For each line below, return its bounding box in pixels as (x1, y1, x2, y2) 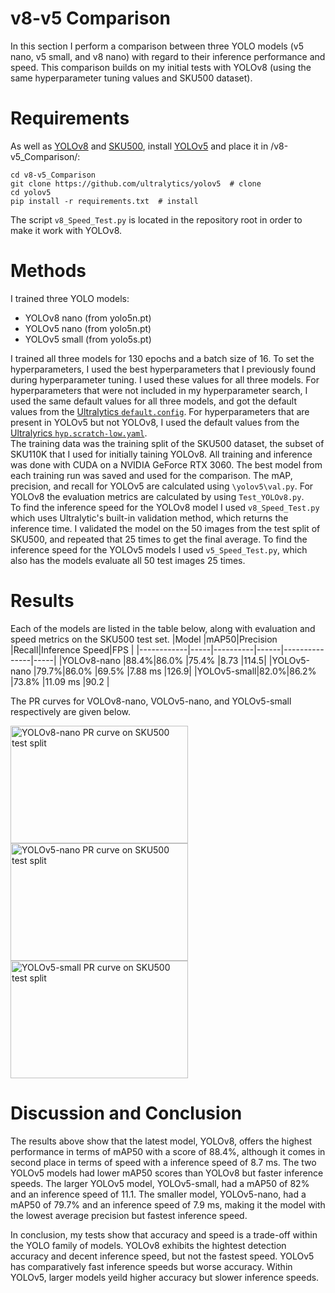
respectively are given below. (10, 705, 131, 717)
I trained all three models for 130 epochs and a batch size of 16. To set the (10, 352, 315, 364)
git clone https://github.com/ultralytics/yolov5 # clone (10, 178, 262, 189)
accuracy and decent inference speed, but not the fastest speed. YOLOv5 (10, 1250, 315, 1262)
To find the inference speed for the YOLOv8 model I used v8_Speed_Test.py (10, 501, 320, 513)
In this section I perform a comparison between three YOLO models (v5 (10, 40, 304, 52)
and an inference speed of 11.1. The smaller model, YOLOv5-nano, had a (10, 1188, 307, 1200)
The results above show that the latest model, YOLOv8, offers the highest (10, 1135, 313, 1147)
